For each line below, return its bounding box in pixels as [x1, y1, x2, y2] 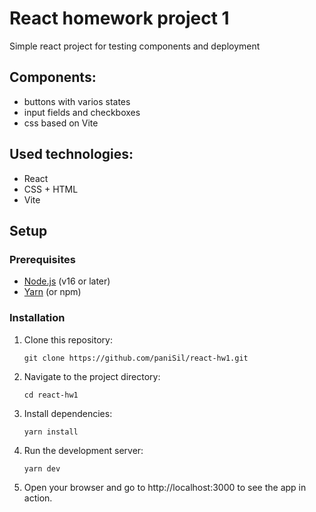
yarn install [23, 427, 79, 437]
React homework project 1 [9, 7, 230, 30]
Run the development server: [23, 444, 144, 456]
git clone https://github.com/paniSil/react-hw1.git [23, 353, 249, 363]
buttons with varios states [23, 95, 131, 107]
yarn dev [23, 463, 61, 474]
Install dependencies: [23, 407, 113, 419]
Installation [9, 311, 66, 325]
